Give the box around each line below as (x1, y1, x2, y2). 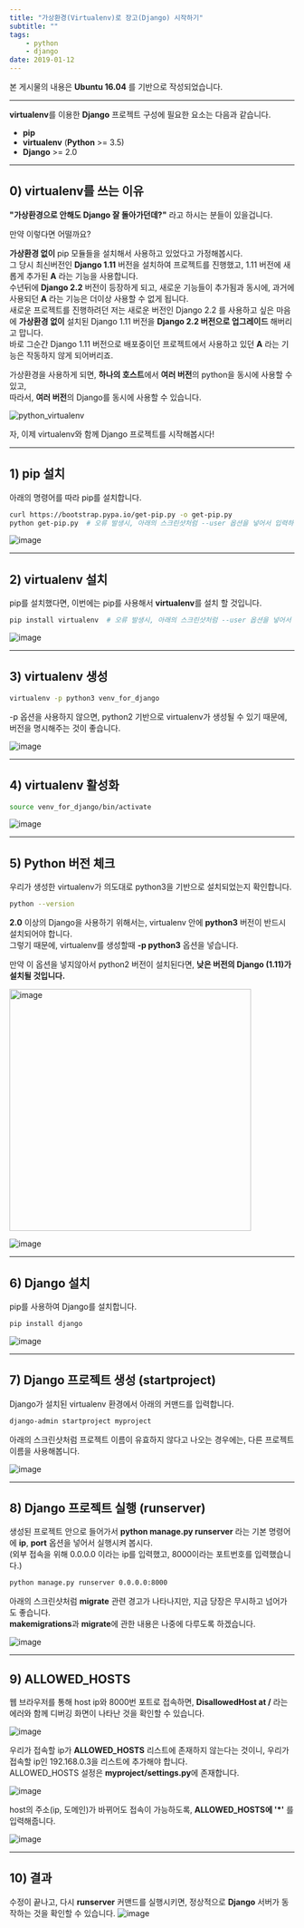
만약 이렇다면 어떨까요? (9, 228, 91, 239)
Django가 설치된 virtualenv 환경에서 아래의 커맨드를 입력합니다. (9, 1398, 234, 1410)
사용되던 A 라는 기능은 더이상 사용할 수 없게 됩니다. (9, 293, 189, 304)
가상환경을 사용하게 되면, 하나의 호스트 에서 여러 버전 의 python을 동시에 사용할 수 (9, 369, 293, 380)
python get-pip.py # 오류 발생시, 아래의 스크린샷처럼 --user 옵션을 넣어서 (9, 518, 271, 528)
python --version (9, 899, 75, 909)
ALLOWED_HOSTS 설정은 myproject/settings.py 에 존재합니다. (9, 1768, 240, 1778)
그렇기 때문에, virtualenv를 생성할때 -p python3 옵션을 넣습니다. (9, 940, 239, 951)
